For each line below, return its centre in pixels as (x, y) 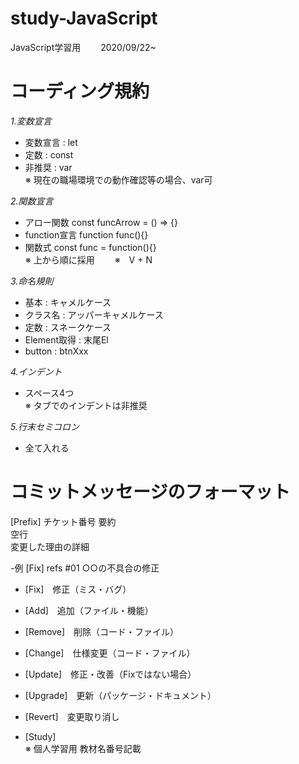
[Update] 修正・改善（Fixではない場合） (110, 674)
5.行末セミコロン (45, 426)
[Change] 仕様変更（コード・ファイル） (110, 653)
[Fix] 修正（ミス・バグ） (78, 589)
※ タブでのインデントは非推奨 (86, 405)
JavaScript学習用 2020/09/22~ (83, 47)
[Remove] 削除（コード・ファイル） (102, 631)
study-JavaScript (84, 18)
